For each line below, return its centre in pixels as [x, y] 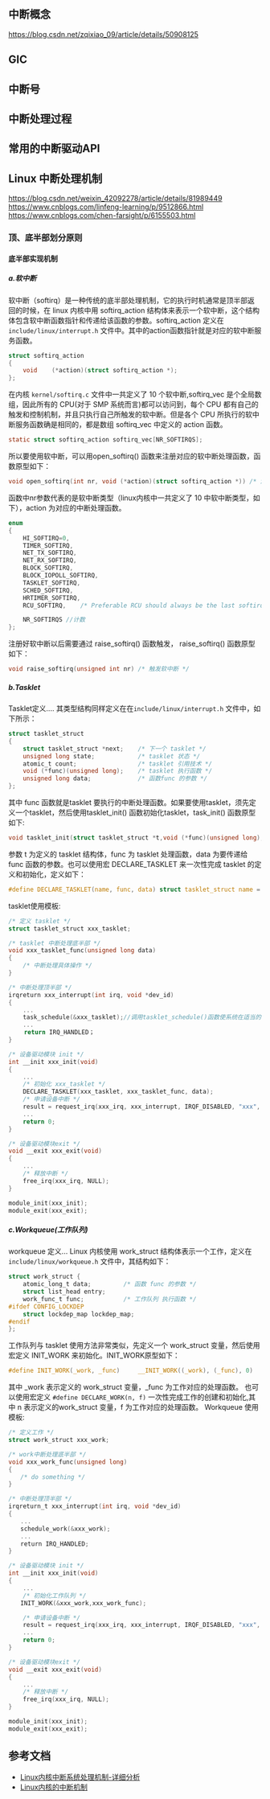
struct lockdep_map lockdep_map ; [79, 1314]
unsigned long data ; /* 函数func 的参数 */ [115, 778]
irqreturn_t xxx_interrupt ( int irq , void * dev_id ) [95, 1506]
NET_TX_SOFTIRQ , [50, 553]
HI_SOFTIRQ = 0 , [46, 538]
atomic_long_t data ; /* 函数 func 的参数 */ [110, 1284]
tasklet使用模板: [35, 906]
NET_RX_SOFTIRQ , [50, 561]
